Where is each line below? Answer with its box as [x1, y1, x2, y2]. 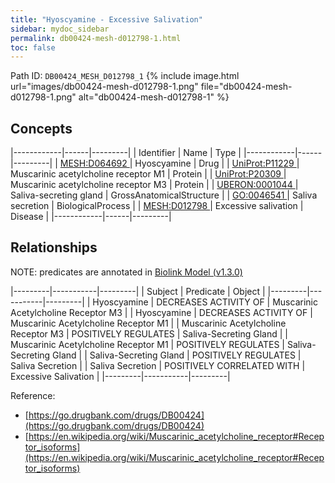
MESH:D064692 [59, 157, 128, 170]
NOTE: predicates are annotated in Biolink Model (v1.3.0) [10, 266, 243, 278]
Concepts [10, 120, 73, 137]
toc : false [10, 42, 56, 53]
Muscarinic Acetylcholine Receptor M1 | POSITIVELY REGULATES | [10, 338, 285, 350]
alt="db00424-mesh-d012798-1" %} [78, 91, 230, 103]
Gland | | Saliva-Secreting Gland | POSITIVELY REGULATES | [52, 349, 302, 361]
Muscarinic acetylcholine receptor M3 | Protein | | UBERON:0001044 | [10, 179, 299, 191]
